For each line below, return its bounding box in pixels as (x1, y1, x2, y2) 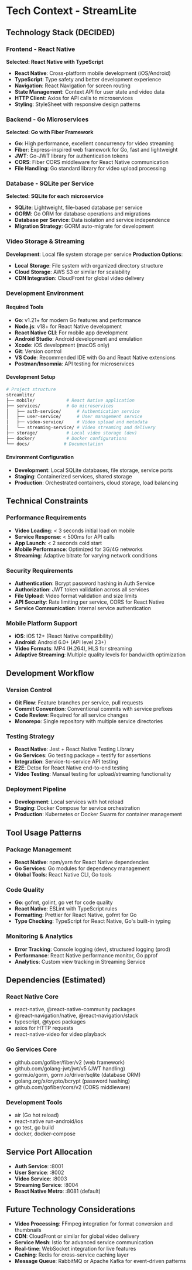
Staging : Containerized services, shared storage (14, 473, 132, 480)
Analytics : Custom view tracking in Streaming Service (14, 958, 146, 965)
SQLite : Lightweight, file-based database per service (14, 204, 143, 211)
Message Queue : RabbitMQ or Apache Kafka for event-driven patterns (14, 1257, 186, 1264)
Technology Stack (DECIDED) (6, 28, 115, 37)
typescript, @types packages (14, 1018, 86, 1025)
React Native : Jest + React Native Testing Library (14, 745, 135, 753)
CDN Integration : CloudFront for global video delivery (14, 274, 145, 282)
